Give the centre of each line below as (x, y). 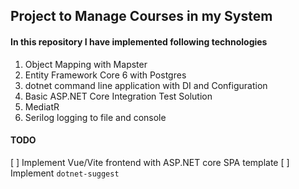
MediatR (42, 106)
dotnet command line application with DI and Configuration (146, 85)
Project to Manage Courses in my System (141, 16)
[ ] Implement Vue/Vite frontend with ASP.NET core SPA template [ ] (150, 162)
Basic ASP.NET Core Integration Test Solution (118, 96)
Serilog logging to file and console (95, 117)
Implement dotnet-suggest (65, 173)
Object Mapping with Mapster (86, 64)
